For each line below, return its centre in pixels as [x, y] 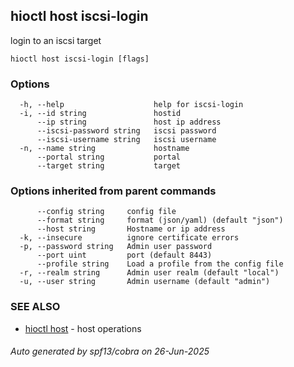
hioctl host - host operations [83, 328]
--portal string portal [109, 157]
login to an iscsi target [56, 40]
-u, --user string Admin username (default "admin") [145, 282]
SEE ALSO [35, 307]
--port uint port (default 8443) [124, 255]
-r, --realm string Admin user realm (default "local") [149, 273]
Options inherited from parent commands [113, 191]
